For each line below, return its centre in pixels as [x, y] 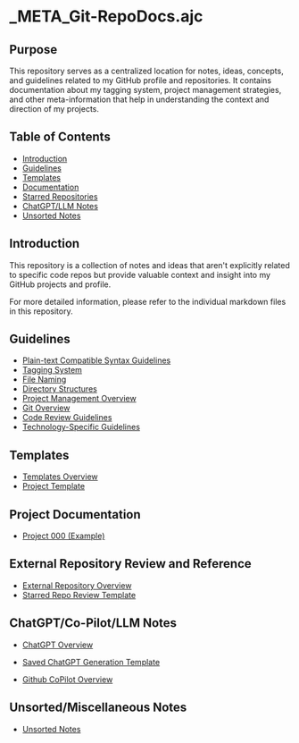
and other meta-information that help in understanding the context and [139, 99]
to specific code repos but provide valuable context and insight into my [140, 274]
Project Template [54, 486]
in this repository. [41, 311]
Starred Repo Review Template [79, 595]
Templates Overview [60, 477]
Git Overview [46, 408]
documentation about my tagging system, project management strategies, [145, 90]
